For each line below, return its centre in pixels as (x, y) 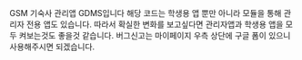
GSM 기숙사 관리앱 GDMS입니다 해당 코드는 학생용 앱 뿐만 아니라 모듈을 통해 (146, 13)
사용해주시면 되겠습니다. (52, 47)
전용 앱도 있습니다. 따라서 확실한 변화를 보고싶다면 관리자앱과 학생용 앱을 (155, 24)
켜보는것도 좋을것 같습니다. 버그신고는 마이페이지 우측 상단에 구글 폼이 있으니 (155, 35)
